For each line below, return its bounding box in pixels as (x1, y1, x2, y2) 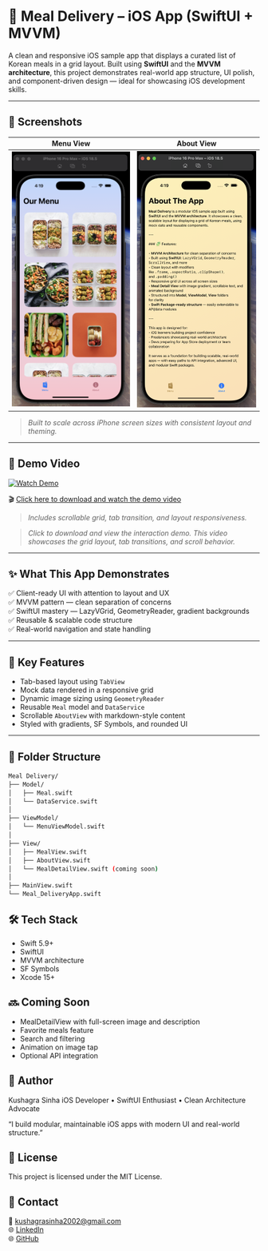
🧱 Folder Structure (8, 750, 101, 763)
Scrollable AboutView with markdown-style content (19, 711, 186, 720)
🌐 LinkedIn (8, 1225, 44, 1234)
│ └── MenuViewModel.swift (8, 823, 105, 831)
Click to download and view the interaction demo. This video (27, 528, 228, 538)
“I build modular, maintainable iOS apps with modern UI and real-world (8, 1119, 240, 1129)
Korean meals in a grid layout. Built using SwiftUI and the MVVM (8, 59, 221, 69)
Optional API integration (19, 1050, 98, 1060)
